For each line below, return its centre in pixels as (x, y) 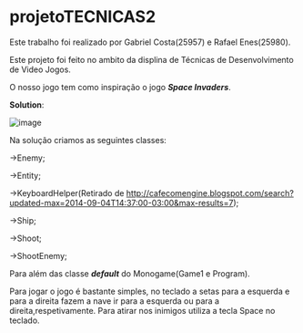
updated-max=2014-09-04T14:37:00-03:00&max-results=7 (121, 203)
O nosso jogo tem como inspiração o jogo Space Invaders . (121, 87)
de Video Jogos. (40, 69)
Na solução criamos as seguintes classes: (88, 140)
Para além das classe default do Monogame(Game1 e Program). (130, 273)
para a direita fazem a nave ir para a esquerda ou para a (115, 301)
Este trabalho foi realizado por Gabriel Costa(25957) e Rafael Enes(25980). (150, 42)
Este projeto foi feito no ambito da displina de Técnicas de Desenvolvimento (151, 59)
